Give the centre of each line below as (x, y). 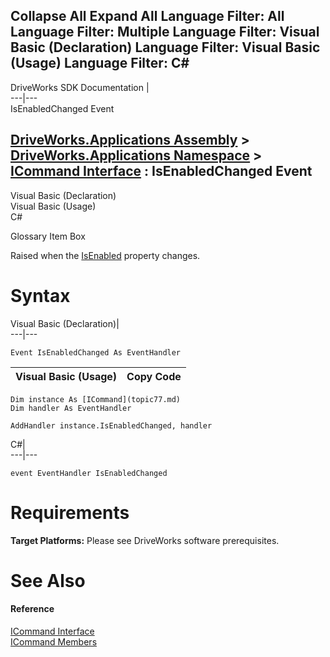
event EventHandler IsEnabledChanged (89, 473)
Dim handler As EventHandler (71, 408)
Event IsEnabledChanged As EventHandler (96, 352)
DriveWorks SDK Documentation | (80, 87)
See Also (48, 580)
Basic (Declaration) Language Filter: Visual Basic (165, 47)
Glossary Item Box (48, 236)
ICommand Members (54, 641)
